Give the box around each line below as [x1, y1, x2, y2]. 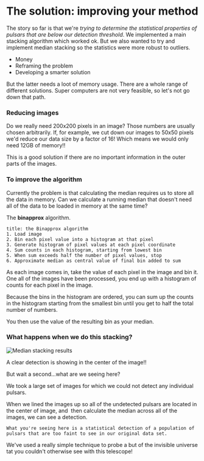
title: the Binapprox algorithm [6, 225, 88, 232]
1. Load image [6, 231, 43, 237]
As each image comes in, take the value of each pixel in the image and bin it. [6, 268, 199, 275]
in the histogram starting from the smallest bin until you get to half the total [6, 300, 194, 307]
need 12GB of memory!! [6, 142, 66, 149]
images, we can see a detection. [6, 413, 88, 421]
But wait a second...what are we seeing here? [6, 370, 121, 378]
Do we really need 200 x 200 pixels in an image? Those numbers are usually [6, 122, 195, 130]
